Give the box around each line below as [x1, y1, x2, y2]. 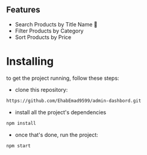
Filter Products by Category [14, 27, 84, 34]
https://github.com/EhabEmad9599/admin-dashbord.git [6, 97, 142, 104]
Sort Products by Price [14, 33, 72, 41]
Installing [6, 55, 54, 68]
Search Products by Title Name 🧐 [14, 20, 98, 28]
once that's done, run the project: [14, 131, 98, 138]
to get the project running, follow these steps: [6, 74, 119, 82]
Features [6, 5, 40, 15]
